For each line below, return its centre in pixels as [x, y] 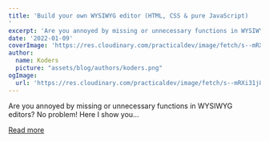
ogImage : [23, 75]
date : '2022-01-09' [41, 38]
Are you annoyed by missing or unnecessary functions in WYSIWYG [120, 106]
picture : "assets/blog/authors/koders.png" [89, 68]
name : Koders [37, 61]
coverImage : [28, 46]
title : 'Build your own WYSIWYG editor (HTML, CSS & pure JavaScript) [128, 16]
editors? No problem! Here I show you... [74, 114]
